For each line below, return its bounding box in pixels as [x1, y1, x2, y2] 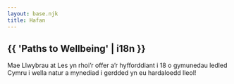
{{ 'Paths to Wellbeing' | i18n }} [7, 43, 146, 55]
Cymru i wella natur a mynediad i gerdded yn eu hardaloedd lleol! [7, 69, 197, 77]
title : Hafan [7, 17, 46, 24]
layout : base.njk [7, 10, 58, 17]
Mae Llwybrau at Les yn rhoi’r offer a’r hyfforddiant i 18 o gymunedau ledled [7, 61, 228, 70]
